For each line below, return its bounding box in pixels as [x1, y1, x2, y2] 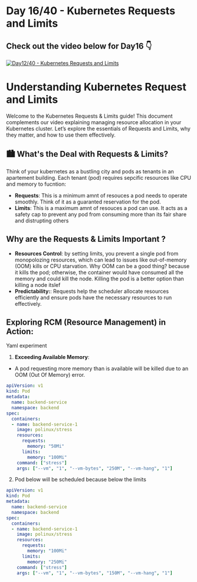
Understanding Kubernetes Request [6, 80, 187, 94]
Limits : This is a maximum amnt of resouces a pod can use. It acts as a [14, 204, 188, 211]
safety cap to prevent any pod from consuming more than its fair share [14, 211, 187, 218]
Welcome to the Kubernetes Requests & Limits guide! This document [6, 112, 173, 119]
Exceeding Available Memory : [14, 354, 90, 361]
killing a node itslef [14, 281, 61, 288]
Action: [6, 326, 34, 337]
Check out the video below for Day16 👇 [6, 41, 152, 51]
